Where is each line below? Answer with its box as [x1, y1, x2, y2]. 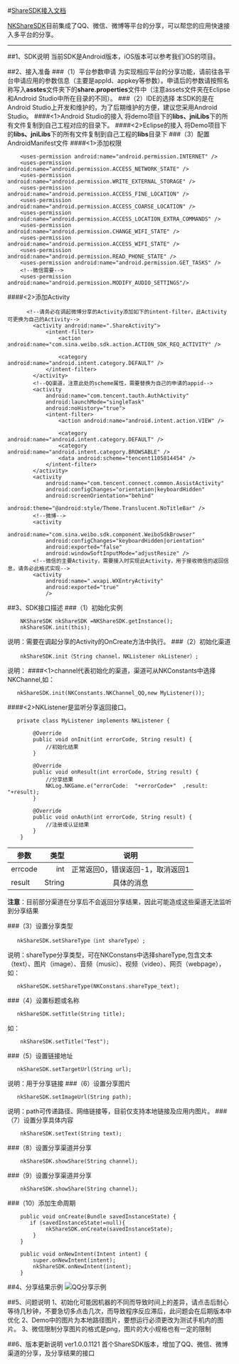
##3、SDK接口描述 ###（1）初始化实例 [7, 603, 123, 612]
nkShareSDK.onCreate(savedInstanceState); [45, 1225, 174, 1233]
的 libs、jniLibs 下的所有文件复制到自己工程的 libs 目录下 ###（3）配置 [7, 130, 210, 138]
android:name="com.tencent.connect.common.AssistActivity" [45, 480, 224, 487]
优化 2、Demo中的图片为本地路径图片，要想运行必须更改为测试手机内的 [7, 1316, 218, 1324]
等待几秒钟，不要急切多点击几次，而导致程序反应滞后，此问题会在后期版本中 [7, 1307, 232, 1315]
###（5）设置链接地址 [7, 1052, 73, 1060]
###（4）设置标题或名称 [7, 996, 80, 1005]
